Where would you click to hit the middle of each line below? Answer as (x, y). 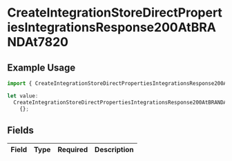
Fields (21, 130)
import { (20, 84)
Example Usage (41, 67)
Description (114, 150)
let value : (23, 96)
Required (73, 150)
